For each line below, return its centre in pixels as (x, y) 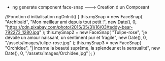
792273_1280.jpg (22, 32)
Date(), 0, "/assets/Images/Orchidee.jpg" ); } (50, 53)
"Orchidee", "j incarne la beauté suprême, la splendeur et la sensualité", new (82, 48)
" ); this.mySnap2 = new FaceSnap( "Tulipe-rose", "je (93, 32)
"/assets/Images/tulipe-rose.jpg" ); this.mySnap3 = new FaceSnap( (73, 43)
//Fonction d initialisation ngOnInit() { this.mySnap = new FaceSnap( (74, 16)
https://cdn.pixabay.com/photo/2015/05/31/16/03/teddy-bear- (70, 27)
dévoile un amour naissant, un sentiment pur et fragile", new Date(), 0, (76, 37)
